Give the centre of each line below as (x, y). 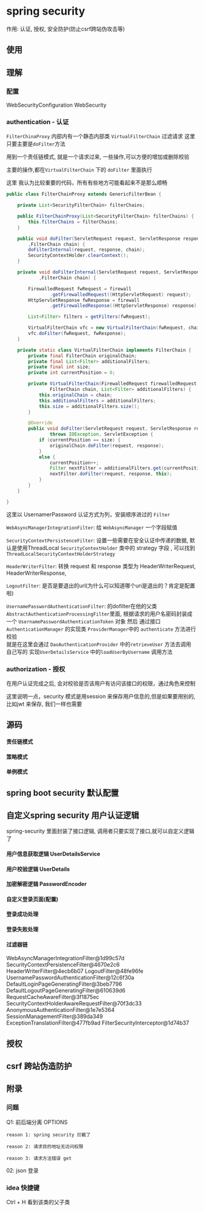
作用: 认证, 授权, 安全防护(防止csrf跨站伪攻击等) (66, 29)
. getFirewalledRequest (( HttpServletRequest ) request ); (120, 294)
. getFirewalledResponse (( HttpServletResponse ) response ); (124, 306)
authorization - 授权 (36, 669)
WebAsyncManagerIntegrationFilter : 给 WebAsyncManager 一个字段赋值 (92, 527)
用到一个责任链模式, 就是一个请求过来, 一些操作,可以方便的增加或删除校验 (98, 157)
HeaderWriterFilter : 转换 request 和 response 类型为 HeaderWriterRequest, (101, 566)
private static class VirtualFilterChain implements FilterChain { (104, 350)
